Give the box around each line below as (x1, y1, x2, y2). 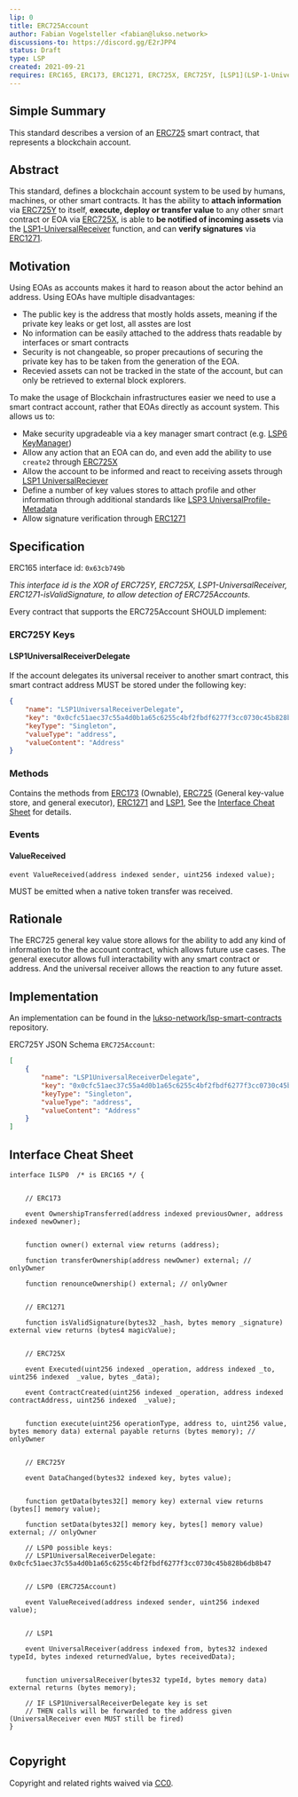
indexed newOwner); (9, 1217, 82, 1226)
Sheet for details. (9, 806, 72, 817)
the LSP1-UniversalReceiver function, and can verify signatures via (9, 224, 256, 234)
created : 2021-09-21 (9, 63, 86, 72)
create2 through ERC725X (21, 456, 118, 467)
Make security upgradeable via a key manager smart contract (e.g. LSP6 (21, 428, 288, 439)
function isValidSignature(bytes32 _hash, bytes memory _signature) (25, 1318, 284, 1327)
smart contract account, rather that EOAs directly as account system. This (9, 401, 280, 413)
